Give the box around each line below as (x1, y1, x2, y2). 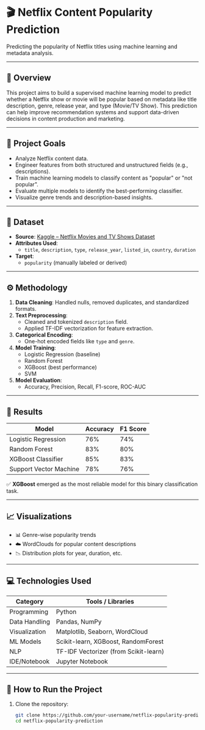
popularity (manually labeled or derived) (24, 259, 128, 266)
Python (56, 607, 77, 616)
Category (15, 597, 44, 605)
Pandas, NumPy (56, 617, 102, 626)
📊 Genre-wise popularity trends (15, 531, 96, 538)
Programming (9, 607, 49, 616)
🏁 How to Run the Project (6, 684, 103, 695)
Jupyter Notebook (56, 657, 109, 665)
